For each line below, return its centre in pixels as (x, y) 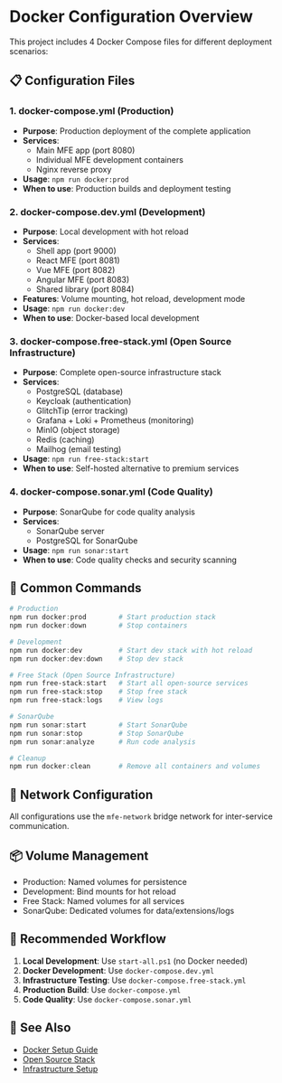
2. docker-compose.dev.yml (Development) (108, 212)
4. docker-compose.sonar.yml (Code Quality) (112, 492)
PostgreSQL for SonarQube (87, 541)
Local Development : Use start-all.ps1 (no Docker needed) (135, 961)
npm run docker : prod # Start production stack (113, 617)
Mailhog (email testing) (79, 449)
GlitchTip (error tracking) (82, 411)
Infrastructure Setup (60, 1069)
